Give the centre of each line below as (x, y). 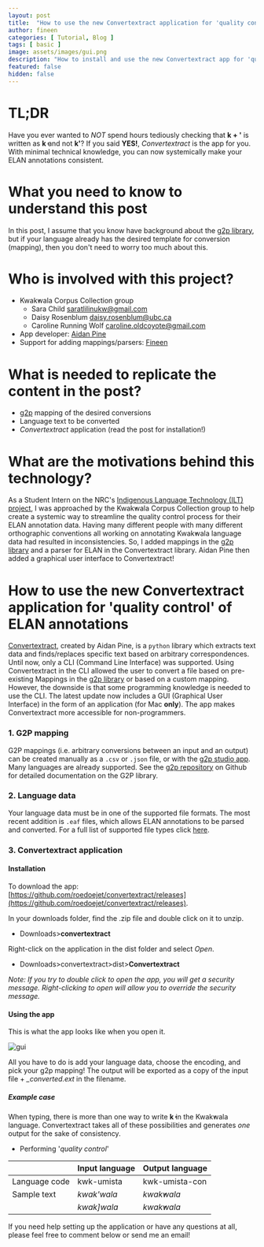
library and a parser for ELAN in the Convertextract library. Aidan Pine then (129, 550)
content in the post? (75, 391)
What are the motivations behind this (132, 461)
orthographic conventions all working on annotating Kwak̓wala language (125, 533)
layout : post (29, 15)
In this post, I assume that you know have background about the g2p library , (131, 230)
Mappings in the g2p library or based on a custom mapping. (132, 679)
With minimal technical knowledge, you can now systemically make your (125, 151)
